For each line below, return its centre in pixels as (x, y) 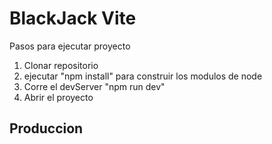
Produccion (46, 128)
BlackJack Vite (73, 18)
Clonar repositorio (61, 65)
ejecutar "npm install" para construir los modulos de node (143, 76)
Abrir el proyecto (58, 97)
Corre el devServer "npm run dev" (94, 86)
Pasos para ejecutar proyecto (70, 46)
